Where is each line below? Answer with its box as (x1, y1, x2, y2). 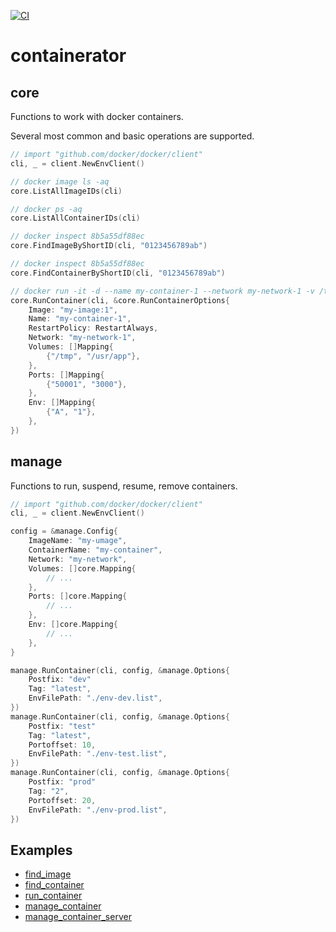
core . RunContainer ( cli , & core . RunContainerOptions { (10, 295, 230, 305)
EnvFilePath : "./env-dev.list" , (28, 693, 163, 704)
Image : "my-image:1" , (28, 305, 118, 315)
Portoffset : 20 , (28, 795, 97, 805)
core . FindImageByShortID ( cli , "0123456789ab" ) (10, 241, 208, 251)
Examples (10, 841, 73, 859)
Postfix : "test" (28, 721, 97, 731)
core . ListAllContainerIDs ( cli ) (10, 213, 141, 224)
